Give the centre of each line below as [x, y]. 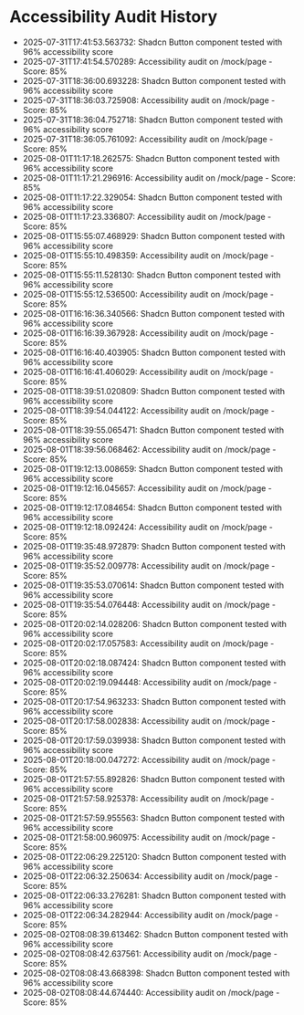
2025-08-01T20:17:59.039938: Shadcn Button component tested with [154, 740]
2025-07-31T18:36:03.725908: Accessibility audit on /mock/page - [149, 100]
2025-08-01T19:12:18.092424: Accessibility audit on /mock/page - [148, 527]
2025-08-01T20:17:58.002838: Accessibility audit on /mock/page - [149, 721]
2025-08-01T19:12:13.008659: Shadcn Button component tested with [152, 468]
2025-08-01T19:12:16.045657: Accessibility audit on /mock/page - [147, 488]
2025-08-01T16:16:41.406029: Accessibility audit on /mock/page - [148, 371]
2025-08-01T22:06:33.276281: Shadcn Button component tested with [154, 895]
